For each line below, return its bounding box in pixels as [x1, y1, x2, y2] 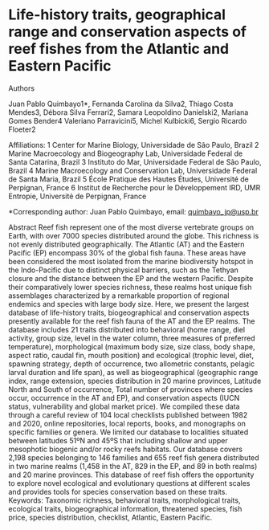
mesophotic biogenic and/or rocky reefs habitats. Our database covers [8, 444, 243, 454]
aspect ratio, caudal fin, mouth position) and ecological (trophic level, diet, [8, 350, 255, 360]
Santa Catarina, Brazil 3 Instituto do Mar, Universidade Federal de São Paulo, [8, 157, 262, 166]
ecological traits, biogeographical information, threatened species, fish [8, 503, 243, 513]
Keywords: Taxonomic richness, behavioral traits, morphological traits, [8, 495, 241, 505]
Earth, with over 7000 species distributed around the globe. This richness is [8, 230, 259, 240]
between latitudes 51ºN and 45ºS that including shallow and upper [8, 435, 228, 445]
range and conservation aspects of [8, 22, 247, 41]
